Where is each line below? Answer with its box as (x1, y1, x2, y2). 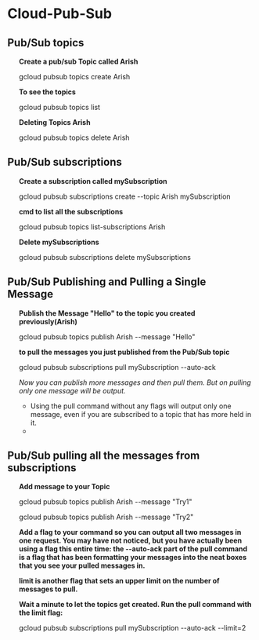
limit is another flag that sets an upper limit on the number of (18, 576, 220, 586)
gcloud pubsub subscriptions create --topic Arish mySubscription (18, 192, 232, 201)
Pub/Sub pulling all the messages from (7, 449, 200, 463)
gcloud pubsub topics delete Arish (18, 133, 130, 142)
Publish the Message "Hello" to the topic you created (18, 308, 196, 318)
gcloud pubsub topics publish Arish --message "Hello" (18, 331, 196, 342)
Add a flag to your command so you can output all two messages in (18, 528, 242, 537)
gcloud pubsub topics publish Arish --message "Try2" (18, 512, 194, 522)
